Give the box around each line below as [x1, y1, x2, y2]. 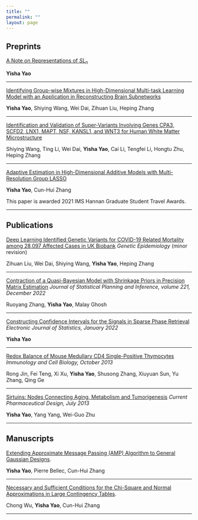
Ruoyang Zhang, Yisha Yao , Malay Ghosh [6, 301, 107, 308]
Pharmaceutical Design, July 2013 [6, 399, 90, 407]
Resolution [6, 175, 32, 182]
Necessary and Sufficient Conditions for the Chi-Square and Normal [6, 484, 172, 491]
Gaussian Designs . [6, 455, 52, 463]
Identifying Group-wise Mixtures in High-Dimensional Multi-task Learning [6, 87, 184, 94]
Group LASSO [32, 175, 67, 182]
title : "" [6, 8, 31, 15]
